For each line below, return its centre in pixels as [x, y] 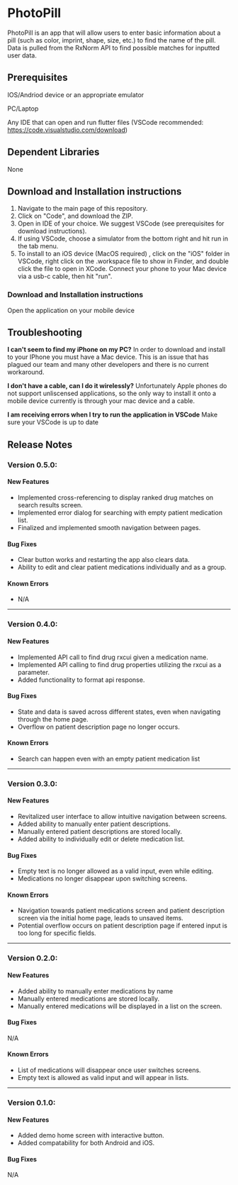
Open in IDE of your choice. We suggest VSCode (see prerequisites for [121, 224]
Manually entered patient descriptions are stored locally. [100, 832]
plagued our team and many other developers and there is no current [108, 365]
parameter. [33, 672]
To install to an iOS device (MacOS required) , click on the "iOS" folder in [124, 254]
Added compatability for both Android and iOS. [86, 1143]
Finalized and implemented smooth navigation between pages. [109, 528]
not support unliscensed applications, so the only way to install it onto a [112, 393]
